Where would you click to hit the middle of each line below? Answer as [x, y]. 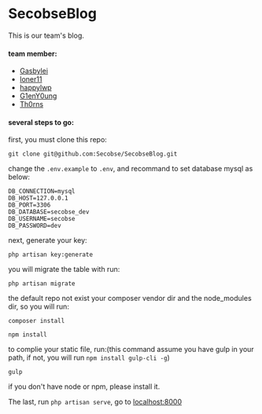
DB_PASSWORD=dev [35, 226]
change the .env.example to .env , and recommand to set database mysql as [131, 169]
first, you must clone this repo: [58, 140]
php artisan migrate [42, 284]
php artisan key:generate [50, 255]
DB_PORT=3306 [30, 205]
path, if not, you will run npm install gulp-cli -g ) [89, 357]
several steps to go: [41, 122]
